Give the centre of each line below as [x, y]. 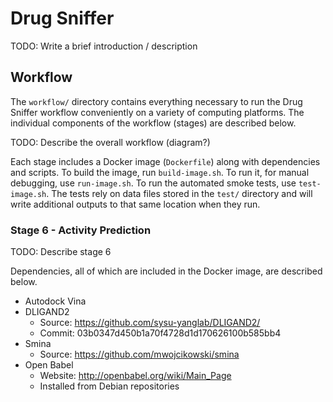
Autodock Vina [55, 301]
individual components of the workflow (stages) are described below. [153, 123]
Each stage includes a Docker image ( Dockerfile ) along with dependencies [165, 161]
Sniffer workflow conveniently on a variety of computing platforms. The [157, 112]
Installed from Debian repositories [109, 386]
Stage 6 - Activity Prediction [81, 230]
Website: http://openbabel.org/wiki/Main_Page [135, 376]
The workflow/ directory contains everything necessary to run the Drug [156, 101]
